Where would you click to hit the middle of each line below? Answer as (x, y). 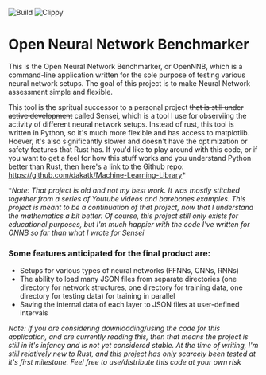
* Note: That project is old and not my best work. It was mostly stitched (124, 190)
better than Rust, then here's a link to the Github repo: (96, 166)
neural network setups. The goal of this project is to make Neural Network (129, 83)
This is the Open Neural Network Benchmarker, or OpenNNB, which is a (125, 66)
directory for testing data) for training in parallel (97, 296)
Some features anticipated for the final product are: (110, 253)
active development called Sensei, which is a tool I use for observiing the (127, 115)
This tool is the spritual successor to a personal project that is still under (126, 107)
